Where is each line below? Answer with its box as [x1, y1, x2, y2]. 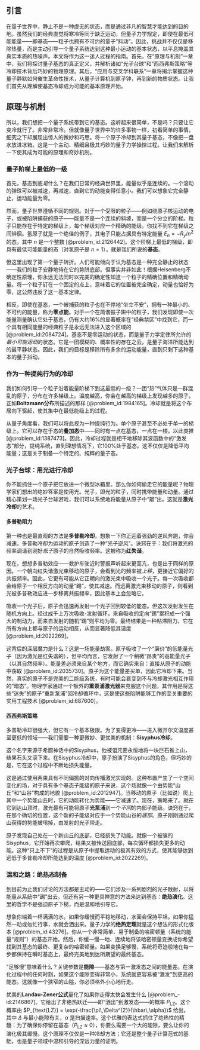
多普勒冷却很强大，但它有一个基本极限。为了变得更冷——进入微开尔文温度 [6, 727, 189, 734]
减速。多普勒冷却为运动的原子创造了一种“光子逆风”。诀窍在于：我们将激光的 [6, 540, 193, 547]
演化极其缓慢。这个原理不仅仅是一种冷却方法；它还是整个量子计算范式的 [6, 1030, 183, 1037]
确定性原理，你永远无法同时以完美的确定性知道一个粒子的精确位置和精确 [6, 274, 183, 281]
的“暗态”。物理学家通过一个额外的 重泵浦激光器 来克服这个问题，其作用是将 [6, 682, 189, 690]
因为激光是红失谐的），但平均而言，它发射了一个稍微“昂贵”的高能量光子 [16, 653, 191, 660]
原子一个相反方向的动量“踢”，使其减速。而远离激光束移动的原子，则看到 [16, 582, 193, 590]
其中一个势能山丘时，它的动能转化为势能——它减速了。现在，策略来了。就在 [6, 797, 194, 804]
